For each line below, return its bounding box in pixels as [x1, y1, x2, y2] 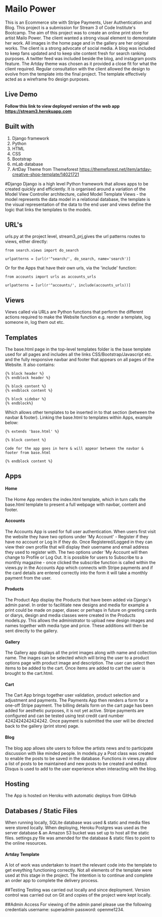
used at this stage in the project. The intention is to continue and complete [5, 872, 153, 878]
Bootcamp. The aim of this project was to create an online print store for [5, 30, 149, 35]
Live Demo [5, 90, 38, 99]
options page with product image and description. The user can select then [5, 660, 155, 666]
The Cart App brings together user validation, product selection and [5, 692, 140, 698]
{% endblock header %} [5, 375, 51, 380]
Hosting [5, 780, 30, 788]
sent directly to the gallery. [5, 628, 59, 634]
